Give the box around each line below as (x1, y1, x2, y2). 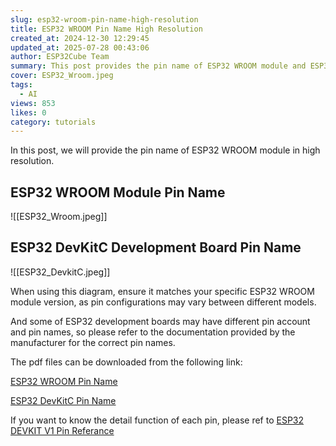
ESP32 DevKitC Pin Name (10, 394, 117, 406)
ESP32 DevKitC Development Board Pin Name (10, 239, 302, 256)
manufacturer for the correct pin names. (10, 336, 176, 348)
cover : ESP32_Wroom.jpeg (10, 71, 114, 81)
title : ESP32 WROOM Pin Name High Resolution (10, 24, 203, 34)
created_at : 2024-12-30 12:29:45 (10, 33, 150, 43)
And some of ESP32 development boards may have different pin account (10, 315, 311, 327)
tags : (10, 80, 33, 90)
